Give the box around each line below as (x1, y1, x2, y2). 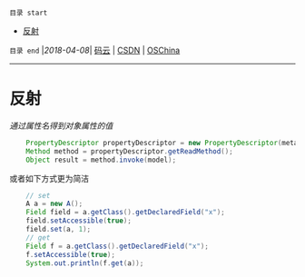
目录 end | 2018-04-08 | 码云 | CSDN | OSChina (9, 45, 181, 55)
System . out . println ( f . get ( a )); (25, 258, 144, 268)
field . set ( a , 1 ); (25, 225, 92, 234)
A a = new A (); (25, 199, 84, 209)
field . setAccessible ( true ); (25, 216, 132, 225)
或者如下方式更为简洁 (9, 173, 89, 183)
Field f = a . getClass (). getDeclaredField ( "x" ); (25, 242, 209, 251)
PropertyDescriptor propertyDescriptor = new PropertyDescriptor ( (25, 138, 282, 147)
